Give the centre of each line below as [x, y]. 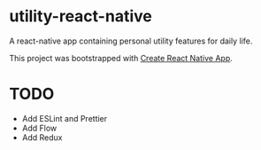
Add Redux [42, 137]
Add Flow [39, 128]
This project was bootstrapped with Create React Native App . [121, 58]
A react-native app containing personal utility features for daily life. [131, 41]
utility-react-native [81, 16]
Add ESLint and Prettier [65, 118]
